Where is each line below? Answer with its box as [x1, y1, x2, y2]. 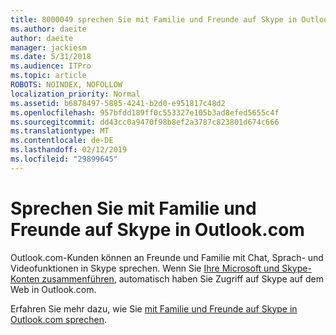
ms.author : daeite [10, 24, 87, 34]
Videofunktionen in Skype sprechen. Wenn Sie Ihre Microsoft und [10, 262, 280, 274]
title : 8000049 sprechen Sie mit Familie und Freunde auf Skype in [10, 14, 298, 25]
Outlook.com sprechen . [10, 313, 107, 325]
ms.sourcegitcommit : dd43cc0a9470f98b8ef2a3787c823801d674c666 [10, 117, 280, 127]
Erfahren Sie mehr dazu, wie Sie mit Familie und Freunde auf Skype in [10, 302, 298, 315]
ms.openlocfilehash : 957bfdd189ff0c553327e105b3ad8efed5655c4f [10, 107, 280, 118]
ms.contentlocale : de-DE [10, 136, 114, 146]
